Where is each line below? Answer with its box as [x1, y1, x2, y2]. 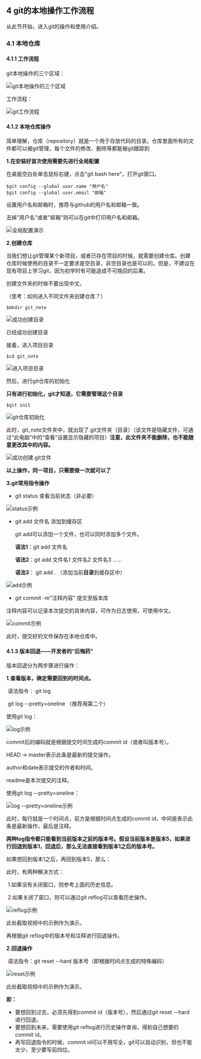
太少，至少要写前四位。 [14, 1046, 73, 1054]
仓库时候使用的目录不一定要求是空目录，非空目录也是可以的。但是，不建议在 [6, 260, 195, 267]
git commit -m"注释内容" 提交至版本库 [14, 594, 109, 602]
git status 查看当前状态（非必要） [14, 492, 98, 499]
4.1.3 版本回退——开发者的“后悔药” [6, 647, 94, 654]
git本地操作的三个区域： [6, 70, 65, 77]
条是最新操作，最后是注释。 [6, 822, 75, 830]
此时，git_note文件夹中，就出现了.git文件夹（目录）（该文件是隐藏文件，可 [6, 426, 188, 433]
